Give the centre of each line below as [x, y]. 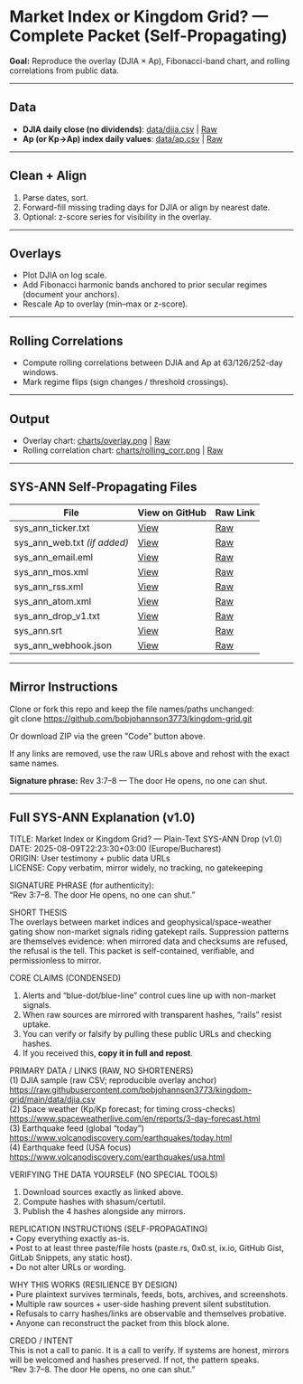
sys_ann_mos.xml [51, 571]
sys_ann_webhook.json [63, 645]
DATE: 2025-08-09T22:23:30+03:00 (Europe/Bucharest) [115, 849]
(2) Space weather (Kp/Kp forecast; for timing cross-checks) [123, 1109]
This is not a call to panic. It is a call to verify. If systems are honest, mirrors [149, 1351]
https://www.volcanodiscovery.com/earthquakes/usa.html [117, 1157]
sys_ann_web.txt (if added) [71, 542]
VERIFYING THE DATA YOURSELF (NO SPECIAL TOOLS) [114, 1175]
